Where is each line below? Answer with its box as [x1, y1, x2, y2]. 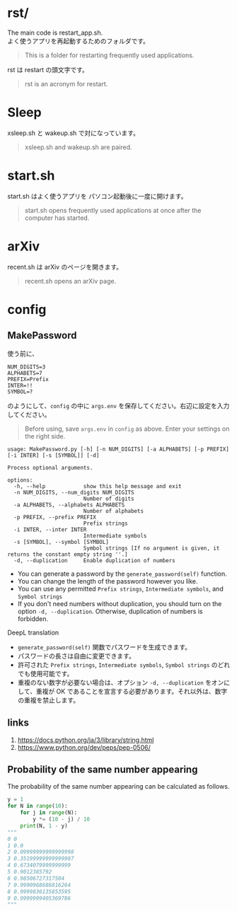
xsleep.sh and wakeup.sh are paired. [24, 143, 132, 151]
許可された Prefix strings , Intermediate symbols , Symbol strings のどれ [17, 660, 231, 669]
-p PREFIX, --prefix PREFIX [13, 513, 97, 521]
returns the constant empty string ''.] [7, 550, 129, 558]
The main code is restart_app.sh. [7, 28, 103, 37]
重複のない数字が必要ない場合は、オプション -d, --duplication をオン [17, 678, 224, 687]
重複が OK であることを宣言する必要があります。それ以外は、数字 [35, 687, 228, 695]
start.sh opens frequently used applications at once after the [24, 206, 202, 214]
